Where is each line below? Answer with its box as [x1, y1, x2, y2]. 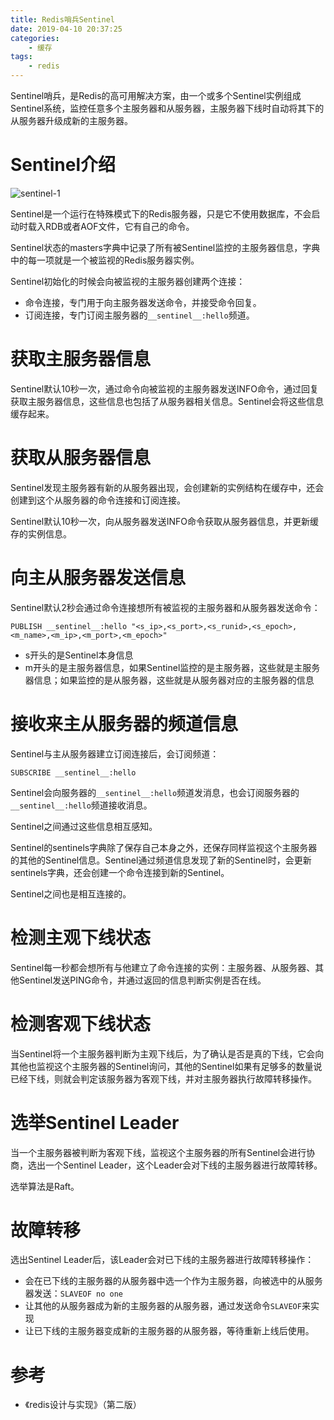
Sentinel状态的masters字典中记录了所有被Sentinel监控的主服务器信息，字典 [10, 241, 321, 253]
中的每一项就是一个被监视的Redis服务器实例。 [10, 254, 200, 266]
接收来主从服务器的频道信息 [10, 712, 239, 735]
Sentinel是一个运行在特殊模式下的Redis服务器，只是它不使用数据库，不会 [10, 207, 312, 220]
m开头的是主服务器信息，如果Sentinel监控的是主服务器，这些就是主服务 [24, 661, 321, 673]
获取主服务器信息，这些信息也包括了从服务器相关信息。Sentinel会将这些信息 [10, 395, 325, 407]
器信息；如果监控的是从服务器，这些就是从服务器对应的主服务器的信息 [24, 674, 315, 686]
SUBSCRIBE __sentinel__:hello [10, 767, 137, 778]
